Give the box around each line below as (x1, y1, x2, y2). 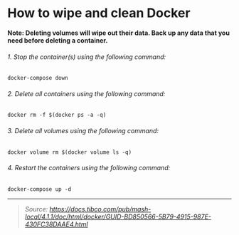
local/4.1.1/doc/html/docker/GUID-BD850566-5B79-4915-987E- (24, 212, 212, 221)
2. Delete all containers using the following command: (7, 89, 166, 98)
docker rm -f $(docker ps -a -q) (7, 112, 107, 119)
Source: (24, 204, 48, 213)
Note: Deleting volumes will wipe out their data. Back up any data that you (7, 28, 230, 37)
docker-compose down (7, 75, 69, 82)
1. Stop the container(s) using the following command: (7, 52, 166, 61)
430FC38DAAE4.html (24, 219, 88, 229)
